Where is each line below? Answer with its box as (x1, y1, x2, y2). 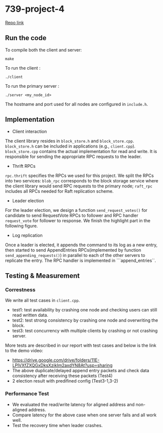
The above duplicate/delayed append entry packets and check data (12, 368, 150, 374)
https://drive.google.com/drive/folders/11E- (12, 357, 100, 363)
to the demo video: (5, 348, 43, 354)
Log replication (12, 232, 43, 238)
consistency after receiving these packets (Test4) (12, 373, 113, 379)
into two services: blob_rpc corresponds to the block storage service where (5, 178, 159, 183)
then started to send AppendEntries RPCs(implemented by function (5, 247, 141, 253)
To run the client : (5, 65, 41, 71)
